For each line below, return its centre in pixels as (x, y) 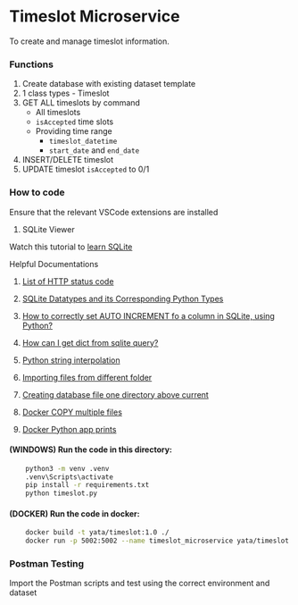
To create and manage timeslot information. (89, 41)
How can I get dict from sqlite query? (90, 342)
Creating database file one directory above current (116, 394)
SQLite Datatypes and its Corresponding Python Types (123, 298)
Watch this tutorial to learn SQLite (71, 247)
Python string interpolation (71, 360)
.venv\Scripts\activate (70, 477)
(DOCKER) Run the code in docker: (74, 513)
